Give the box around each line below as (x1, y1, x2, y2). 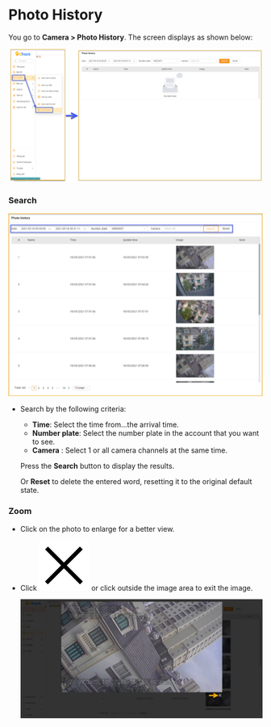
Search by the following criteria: (19, 404, 127, 414)
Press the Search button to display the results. (19, 462, 175, 471)
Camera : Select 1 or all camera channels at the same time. (31, 445, 228, 455)
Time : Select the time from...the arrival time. (31, 420, 179, 429)
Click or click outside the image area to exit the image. (19, 583, 253, 592)
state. (19, 486, 40, 495)
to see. (31, 437, 56, 447)
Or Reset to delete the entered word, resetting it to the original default (19, 477, 252, 487)
